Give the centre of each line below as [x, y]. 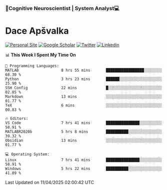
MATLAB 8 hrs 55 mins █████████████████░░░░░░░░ [84, 70]
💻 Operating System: [27, 154]
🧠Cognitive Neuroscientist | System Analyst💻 [62, 8]
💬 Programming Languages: [32, 66]
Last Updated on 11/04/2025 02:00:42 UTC [50, 182]
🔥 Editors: [17, 118]
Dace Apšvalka [37, 31]
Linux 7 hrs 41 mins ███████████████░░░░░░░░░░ [84, 160]
